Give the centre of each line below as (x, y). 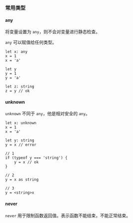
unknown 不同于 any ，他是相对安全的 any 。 (48, 113)
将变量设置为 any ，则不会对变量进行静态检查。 (53, 32)
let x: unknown (21, 123)
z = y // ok (17, 91)
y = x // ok (26, 162)
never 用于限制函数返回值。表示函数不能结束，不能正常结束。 (68, 216)
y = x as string (22, 180)
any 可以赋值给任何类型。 (31, 42)
